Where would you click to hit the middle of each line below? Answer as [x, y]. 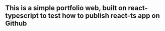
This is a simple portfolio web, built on [66, 8]
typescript [22, 16]
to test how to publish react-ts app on [100, 16]
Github [16, 23]
